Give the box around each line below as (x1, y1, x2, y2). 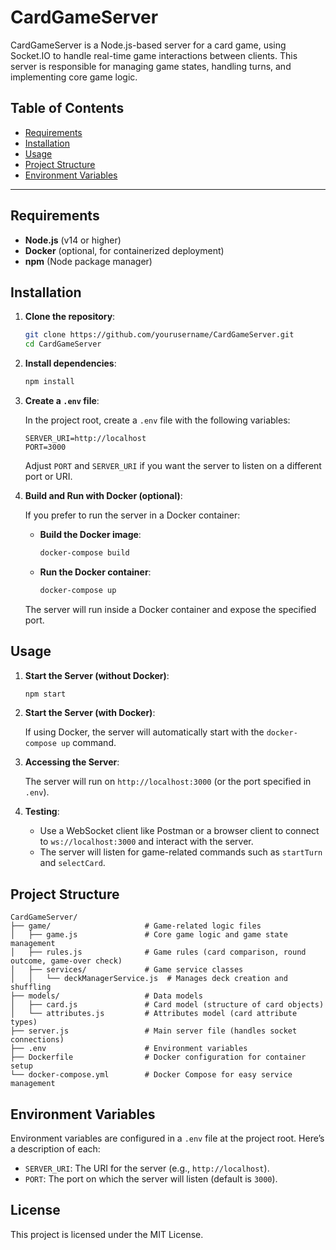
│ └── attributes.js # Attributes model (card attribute (10, 1009, 298, 1019)
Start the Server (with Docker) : (24, 707, 156, 719)
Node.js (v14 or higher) (24, 234, 122, 246)
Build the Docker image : (39, 529, 142, 540)
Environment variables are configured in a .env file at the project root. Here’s (10, 1132, 325, 1145)
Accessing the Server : (24, 756, 120, 768)
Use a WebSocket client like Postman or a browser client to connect (39, 825, 320, 837)
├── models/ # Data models (10, 991, 203, 1001)
